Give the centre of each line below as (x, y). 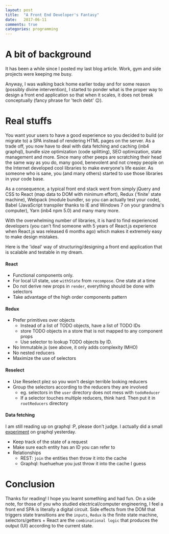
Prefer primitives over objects (44, 320)
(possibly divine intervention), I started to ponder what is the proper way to (84, 90)
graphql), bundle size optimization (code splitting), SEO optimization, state (83, 151)
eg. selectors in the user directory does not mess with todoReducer (90, 392)
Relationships (27, 453)
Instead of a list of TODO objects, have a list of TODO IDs (80, 325)
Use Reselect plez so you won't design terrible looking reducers (80, 381)
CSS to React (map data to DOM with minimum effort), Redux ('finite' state (83, 194)
